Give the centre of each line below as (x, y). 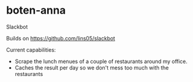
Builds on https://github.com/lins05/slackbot (61, 38)
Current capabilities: (31, 50)
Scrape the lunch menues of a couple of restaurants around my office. (101, 61)
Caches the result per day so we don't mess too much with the (92, 67)
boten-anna (36, 10)
